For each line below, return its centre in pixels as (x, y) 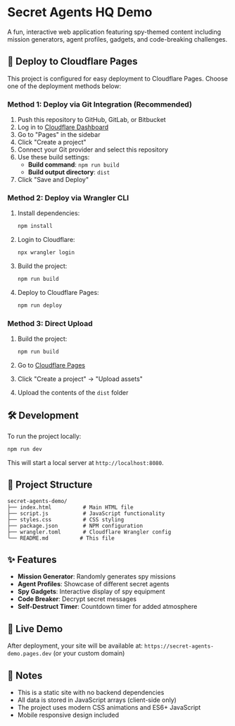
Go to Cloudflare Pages (51, 365)
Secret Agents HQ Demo (80, 12)
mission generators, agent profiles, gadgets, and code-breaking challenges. (118, 39)
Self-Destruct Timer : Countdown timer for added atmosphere (107, 607)
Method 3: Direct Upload (50, 323)
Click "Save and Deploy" (53, 180)
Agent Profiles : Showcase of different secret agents (93, 584)
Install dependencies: (49, 213)
